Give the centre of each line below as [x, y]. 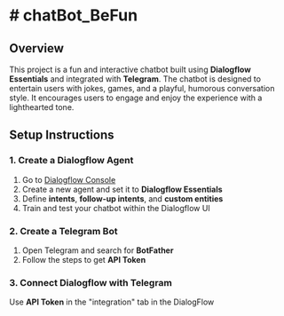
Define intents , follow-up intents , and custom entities [122, 198]
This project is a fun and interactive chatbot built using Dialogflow [130, 69]
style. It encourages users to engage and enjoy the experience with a [136, 98]
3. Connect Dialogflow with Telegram [91, 282]
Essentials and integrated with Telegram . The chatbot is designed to [135, 79]
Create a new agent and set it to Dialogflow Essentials [122, 189]
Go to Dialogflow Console [69, 179]
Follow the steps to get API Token [84, 259]
